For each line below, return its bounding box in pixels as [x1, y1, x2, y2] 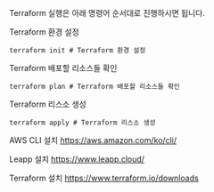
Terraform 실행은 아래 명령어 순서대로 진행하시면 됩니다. [9, 8, 205, 18]
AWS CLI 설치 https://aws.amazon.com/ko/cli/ [9, 135, 177, 145]
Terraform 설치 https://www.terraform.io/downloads [9, 172, 199, 183]
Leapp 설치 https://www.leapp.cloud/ [9, 154, 145, 164]
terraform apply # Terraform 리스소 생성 [9, 118, 156, 127]
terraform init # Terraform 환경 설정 [9, 46, 146, 55]
